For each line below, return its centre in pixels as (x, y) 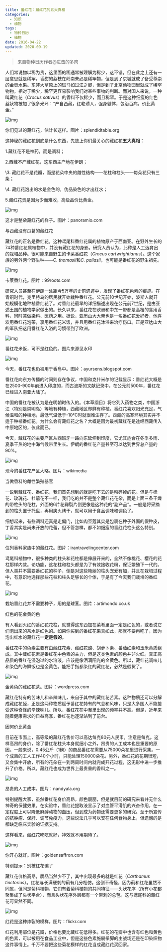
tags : (11, 28)
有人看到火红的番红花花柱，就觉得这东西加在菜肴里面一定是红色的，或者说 (81, 624)
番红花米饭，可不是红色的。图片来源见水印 (49, 348)
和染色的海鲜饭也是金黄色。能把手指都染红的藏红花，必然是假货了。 (75, 666)
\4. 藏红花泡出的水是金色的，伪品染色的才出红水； (56, 189)
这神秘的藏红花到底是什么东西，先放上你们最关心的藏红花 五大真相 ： (75, 141)
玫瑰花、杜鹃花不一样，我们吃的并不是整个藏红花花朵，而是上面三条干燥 (88, 498)
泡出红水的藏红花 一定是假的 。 (36, 637)
